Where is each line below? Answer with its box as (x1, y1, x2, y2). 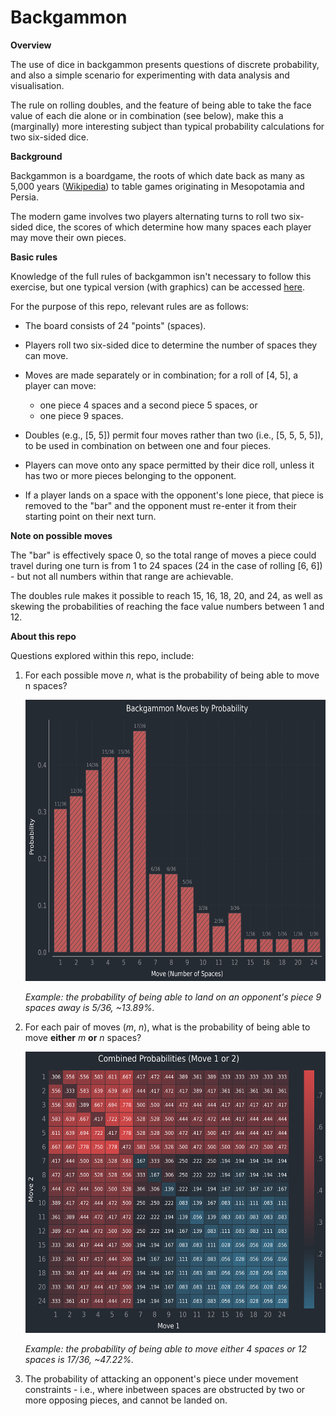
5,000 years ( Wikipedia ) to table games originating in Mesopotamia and (10, 180, 305, 192)
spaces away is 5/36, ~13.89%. (24, 1001, 155, 1013)
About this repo (10, 630, 77, 642)
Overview (10, 39, 52, 51)
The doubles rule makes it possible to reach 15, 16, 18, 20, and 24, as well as (10, 589, 323, 601)
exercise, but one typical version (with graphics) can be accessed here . (10, 281, 306, 293)
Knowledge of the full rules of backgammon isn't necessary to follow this (10, 270, 312, 282)
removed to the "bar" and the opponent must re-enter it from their (24, 499, 297, 511)
